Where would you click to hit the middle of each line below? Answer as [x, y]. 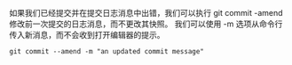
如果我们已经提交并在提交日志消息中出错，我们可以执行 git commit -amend [146, 13]
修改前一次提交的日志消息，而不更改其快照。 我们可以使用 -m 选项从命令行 [146, 24]
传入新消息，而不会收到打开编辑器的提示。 [87, 35]
